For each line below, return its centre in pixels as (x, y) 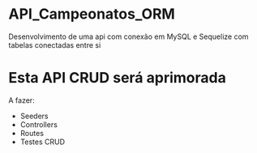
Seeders (34, 116)
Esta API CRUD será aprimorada (118, 78)
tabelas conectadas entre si (55, 45)
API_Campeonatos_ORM (92, 14)
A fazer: (21, 100)
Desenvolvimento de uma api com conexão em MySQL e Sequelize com (128, 36)
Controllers (39, 124)
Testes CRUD (42, 142)
